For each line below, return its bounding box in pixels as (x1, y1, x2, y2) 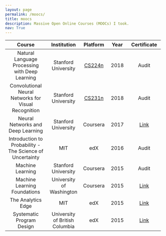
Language (14, 56, 38, 63)
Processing (12, 62, 39, 69)
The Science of (8, 148, 43, 155)
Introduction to (8, 135, 43, 142)
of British (53, 217, 74, 224)
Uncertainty (12, 154, 40, 161)
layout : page (5, 7, 32, 12)
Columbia (52, 223, 75, 230)
